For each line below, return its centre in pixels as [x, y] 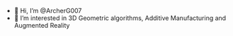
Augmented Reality [42, 25]
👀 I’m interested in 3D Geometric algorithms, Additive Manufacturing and [120, 18]
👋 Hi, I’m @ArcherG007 [48, 11]
